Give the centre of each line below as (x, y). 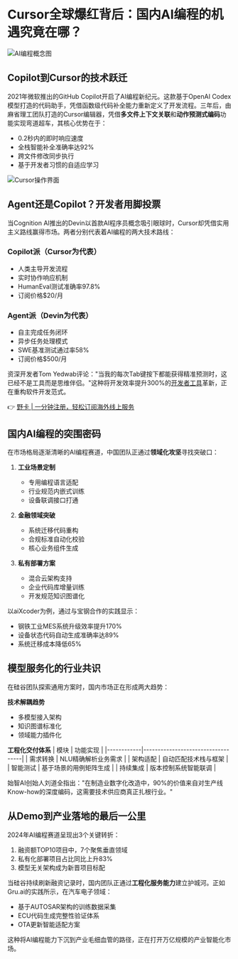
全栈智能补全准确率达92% (56, 147)
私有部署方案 (36, 563)
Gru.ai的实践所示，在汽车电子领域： (60, 892)
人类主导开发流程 (43, 269)
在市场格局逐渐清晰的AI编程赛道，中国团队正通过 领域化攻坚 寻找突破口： (113, 452)
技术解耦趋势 (26, 702)
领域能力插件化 (39, 735)
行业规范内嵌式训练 (56, 491)
